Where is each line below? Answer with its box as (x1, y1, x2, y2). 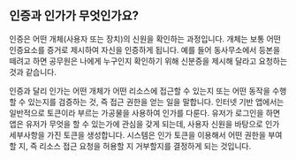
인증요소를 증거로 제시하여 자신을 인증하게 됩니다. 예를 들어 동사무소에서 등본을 (9, 44, 281, 55)
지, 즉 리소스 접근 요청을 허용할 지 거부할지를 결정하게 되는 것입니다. (18, 141, 252, 151)
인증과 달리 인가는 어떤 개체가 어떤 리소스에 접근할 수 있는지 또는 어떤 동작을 (9, 85, 271, 95)
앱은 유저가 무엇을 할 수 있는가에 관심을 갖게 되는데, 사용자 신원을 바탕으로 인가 (9, 118, 280, 129)
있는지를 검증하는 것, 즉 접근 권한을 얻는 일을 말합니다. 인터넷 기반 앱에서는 (27, 96, 285, 107)
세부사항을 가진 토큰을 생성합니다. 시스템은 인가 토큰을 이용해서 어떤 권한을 (9, 129, 267, 140)
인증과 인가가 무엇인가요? (9, 8, 140, 24)
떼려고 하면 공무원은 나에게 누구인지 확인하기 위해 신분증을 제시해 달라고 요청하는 (9, 56, 288, 66)
